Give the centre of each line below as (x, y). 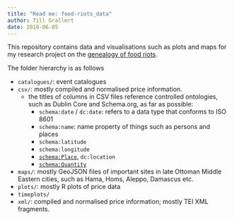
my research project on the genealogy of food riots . (82, 54)
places (48, 134)
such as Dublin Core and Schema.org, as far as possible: (111, 104)
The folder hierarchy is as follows (56, 68)
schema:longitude (64, 150)
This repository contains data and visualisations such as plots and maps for (117, 47)
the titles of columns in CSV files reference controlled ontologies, (123, 97)
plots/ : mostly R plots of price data (69, 187)
